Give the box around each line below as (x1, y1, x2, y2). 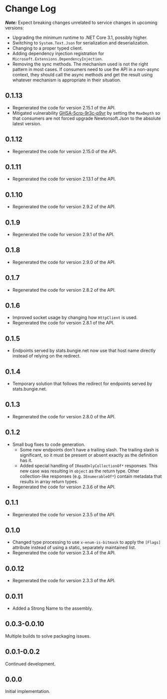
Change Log (5, 3, 56, 14)
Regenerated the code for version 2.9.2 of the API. (12, 204, 116, 210)
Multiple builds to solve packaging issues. (5, 633, 91, 639)
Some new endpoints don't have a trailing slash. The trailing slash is (19, 446, 159, 452)
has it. (19, 457, 33, 463)
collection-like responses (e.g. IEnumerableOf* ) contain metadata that (19, 473, 162, 479)
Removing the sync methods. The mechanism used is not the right (12, 61, 148, 67)
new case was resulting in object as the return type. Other (19, 468, 140, 474)
